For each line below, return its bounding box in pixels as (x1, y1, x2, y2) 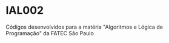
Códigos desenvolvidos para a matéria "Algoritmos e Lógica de (5, 23, 163, 30)
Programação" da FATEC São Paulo (5, 29, 94, 36)
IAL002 (5, 4, 44, 17)
